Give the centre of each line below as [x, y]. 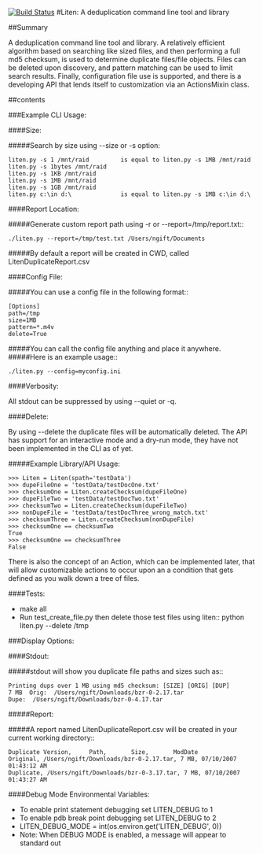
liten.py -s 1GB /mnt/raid [52, 187]
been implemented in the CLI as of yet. [71, 448]
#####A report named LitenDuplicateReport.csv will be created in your [123, 729]
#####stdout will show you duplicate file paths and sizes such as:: [116, 671]
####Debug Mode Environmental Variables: [79, 794]
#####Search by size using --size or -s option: [84, 145]
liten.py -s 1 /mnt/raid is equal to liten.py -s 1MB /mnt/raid [130, 160]
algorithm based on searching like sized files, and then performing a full [124, 51]
